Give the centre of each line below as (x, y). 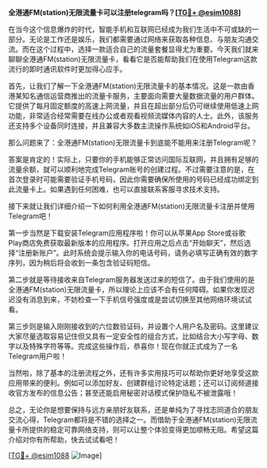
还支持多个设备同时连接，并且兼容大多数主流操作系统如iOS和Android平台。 (131, 126)
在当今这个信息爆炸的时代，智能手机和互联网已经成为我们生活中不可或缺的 (130, 29)
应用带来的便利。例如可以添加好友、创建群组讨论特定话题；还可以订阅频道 (130, 383)
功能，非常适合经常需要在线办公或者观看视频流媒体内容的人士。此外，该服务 (133, 116)
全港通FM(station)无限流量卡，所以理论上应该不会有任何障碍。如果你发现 (128, 290)
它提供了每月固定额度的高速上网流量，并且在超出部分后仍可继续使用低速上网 (133, 106)
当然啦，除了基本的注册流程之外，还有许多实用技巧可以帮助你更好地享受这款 (133, 373)
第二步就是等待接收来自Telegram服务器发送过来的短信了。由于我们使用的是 (132, 280)
